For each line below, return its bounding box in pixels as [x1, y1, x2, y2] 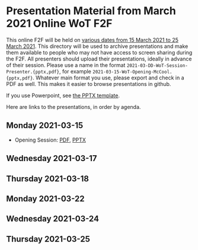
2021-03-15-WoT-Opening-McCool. [92, 69, 173, 75]
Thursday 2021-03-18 [6, 174, 89, 184]
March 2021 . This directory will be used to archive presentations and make [6, 43, 189, 50]
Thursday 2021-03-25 [6, 234, 91, 244]
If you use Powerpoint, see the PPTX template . [6, 92, 120, 99]
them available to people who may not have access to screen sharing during [6, 49, 193, 56]
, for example [59, 68, 92, 75]
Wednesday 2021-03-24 [6, 214, 100, 224]
